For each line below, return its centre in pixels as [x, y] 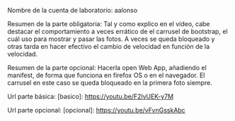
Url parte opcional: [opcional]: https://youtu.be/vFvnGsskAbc [96, 110]
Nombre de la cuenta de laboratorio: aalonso [73, 10]
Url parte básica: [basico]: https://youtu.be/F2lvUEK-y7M [91, 96]
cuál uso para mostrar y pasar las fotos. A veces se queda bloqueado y [111, 39]
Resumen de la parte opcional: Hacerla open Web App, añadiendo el [107, 68]
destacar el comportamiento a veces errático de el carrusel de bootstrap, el [117, 31]
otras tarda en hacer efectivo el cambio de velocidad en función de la [109, 46]
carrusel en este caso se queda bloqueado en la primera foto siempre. [110, 83]
